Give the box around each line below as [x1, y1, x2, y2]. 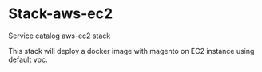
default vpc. [8, 55, 48, 64]
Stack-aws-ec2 [8, 5, 113, 23]
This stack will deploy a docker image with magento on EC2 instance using [8, 46, 255, 55]
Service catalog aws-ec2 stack [8, 31, 111, 40]
